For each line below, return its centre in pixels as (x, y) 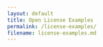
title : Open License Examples (50, 20)
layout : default (30, 13)
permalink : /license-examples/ (52, 26)
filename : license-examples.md (52, 33)
